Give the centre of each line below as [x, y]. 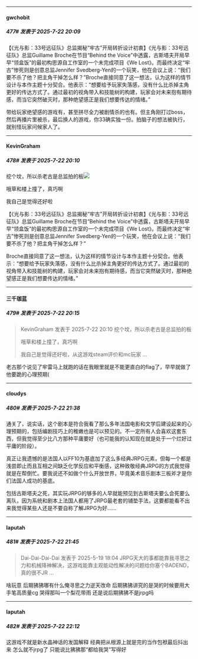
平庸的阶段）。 [23, 446]
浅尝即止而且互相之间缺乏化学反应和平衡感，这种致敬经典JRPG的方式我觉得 [98, 466]
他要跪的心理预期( [28, 374]
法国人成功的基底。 [34, 481]
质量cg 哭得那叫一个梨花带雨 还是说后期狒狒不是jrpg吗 [88, 592]
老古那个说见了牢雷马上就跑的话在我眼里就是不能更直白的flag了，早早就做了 [99, 366]
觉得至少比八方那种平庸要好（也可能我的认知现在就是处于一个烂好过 [109, 439]
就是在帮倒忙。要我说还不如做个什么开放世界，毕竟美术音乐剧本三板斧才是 [96, 473]
